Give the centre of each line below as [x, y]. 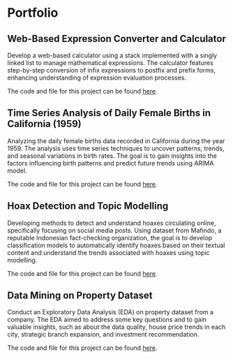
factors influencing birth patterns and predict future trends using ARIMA [111, 163]
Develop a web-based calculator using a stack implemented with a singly [112, 55]
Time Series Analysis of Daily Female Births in [109, 113]
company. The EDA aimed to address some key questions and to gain [107, 320]
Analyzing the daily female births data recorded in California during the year [116, 140]
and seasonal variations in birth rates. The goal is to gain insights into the [112, 156]
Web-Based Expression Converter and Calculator [117, 39]
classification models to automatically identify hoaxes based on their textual [116, 245]
